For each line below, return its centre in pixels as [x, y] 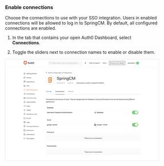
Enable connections [29, 7]
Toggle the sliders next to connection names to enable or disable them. [83, 52]
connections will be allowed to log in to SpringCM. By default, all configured [81, 23]
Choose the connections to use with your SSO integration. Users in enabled [81, 18]
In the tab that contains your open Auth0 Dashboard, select [72, 37]
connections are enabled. [31, 28]
